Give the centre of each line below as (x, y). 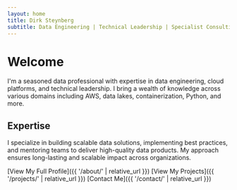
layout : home (26, 14)
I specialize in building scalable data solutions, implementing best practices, (117, 143)
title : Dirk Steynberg (41, 20)
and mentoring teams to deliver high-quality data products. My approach (113, 150)
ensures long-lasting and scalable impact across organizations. (99, 158)
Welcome (36, 62)
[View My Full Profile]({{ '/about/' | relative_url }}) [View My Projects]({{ (111, 171)
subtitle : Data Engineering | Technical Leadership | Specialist (105, 27)
